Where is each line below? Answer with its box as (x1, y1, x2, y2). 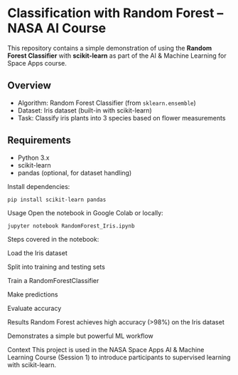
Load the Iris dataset (7, 249, 67, 257)
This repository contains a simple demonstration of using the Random (7, 43, 212, 52)
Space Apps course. (7, 58, 67, 67)
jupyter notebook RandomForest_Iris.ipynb (7, 222, 135, 230)
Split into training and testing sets (7, 262, 105, 272)
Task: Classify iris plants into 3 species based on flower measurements (17, 113, 226, 122)
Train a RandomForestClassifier (7, 277, 99, 285)
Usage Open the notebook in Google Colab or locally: (7, 209, 163, 217)
